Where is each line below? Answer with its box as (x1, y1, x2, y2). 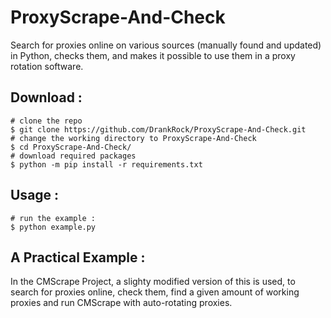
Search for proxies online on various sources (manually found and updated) (10, 39, 322, 51)
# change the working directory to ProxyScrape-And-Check (10, 133, 257, 143)
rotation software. (10, 60, 84, 72)
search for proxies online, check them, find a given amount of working (10, 286, 300, 298)
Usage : (10, 187, 60, 204)
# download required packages (10, 151, 137, 161)
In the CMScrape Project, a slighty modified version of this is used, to (10, 276, 296, 288)
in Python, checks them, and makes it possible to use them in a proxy (10, 49, 296, 61)
